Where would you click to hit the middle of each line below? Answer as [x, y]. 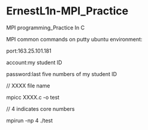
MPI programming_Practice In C [46, 28]
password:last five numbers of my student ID [62, 74]
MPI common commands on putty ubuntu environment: [74, 39]
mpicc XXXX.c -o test [33, 97]
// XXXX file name [28, 86]
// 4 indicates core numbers [40, 108]
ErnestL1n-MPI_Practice [67, 11]
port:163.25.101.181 [29, 51]
